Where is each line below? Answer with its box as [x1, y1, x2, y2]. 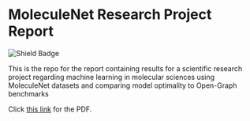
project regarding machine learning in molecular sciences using [8, 72, 215, 81]
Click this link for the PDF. [8, 104, 92, 114]
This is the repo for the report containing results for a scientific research [8, 63, 243, 73]
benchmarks [8, 89, 49, 98]
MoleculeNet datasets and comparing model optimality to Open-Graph [8, 81, 237, 90]
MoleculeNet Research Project [8, 6, 212, 24]
